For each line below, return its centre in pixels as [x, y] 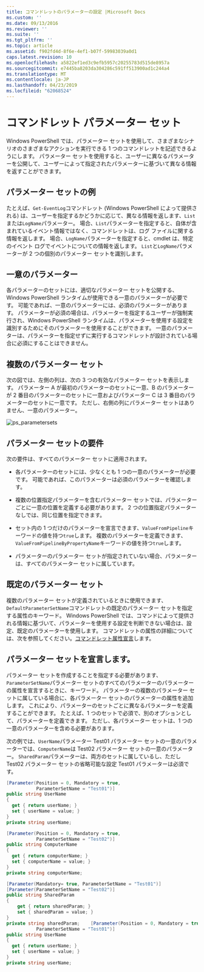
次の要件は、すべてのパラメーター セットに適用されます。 [78, 459]
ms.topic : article [29, 46]
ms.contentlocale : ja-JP [38, 80]
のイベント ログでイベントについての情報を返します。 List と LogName [92, 246]
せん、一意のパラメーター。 [46, 410]
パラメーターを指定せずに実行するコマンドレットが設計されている [110, 336]
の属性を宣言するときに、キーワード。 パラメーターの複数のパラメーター [97, 690]
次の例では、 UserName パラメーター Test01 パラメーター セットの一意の [94, 741]
